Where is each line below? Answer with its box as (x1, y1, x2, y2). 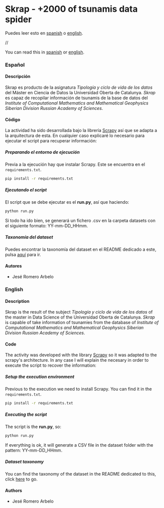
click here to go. (5, 476, 38, 482)
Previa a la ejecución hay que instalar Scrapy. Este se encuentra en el (5, 161, 145, 167)
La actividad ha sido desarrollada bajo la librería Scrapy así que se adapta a (5, 128, 158, 134)
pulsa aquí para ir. (5, 251, 41, 257)
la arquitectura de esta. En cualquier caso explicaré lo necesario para (5, 133, 145, 138)
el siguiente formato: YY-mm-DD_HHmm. (5, 222, 88, 229)
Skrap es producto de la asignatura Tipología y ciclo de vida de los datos (5, 84, 153, 90)
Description (5, 298, 30, 304)
